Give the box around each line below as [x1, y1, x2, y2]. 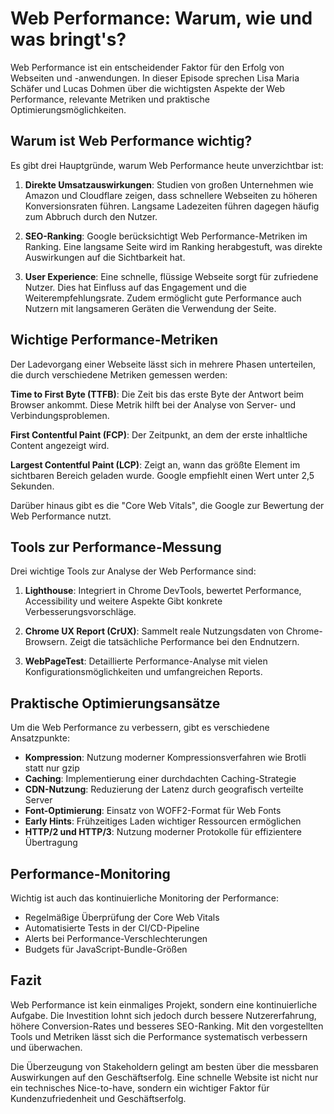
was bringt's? [10, 28, 127, 51]
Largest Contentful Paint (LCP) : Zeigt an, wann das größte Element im [10, 458, 301, 471]
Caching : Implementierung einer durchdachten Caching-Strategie [24, 773, 297, 785]
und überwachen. [10, 1041, 83, 1053]
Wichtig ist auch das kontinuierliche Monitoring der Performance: [10, 892, 279, 904]
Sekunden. [10, 480, 55, 492]
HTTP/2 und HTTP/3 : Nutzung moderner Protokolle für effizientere [24, 826, 302, 838]
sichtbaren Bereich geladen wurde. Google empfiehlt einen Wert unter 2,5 [10, 469, 315, 481]
